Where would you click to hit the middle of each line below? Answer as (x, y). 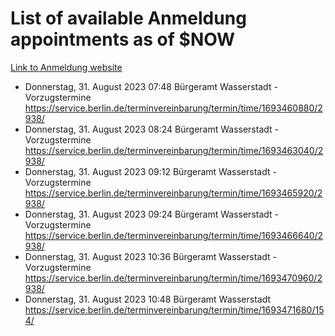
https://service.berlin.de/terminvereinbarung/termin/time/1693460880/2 (173, 108)
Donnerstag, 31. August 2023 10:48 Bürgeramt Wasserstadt (147, 299)
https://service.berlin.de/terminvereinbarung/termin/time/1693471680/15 (174, 309)
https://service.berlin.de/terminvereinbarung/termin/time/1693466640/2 (174, 235)
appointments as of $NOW (123, 39)
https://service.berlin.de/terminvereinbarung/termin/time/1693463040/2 (174, 150)
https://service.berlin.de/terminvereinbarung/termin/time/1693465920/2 (173, 193)
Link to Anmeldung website (66, 67)
